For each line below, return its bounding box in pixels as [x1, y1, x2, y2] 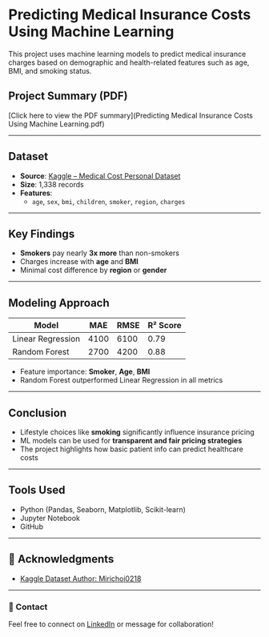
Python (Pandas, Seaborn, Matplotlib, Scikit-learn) [19, 504, 187, 514]
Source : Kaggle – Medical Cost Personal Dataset [19, 170, 181, 181]
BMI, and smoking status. [8, 66, 92, 75]
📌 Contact [8, 601, 48, 612]
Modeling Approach [8, 296, 110, 310]
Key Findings [8, 226, 75, 241]
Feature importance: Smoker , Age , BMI [19, 367, 151, 377]
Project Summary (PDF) [8, 90, 128, 103]
